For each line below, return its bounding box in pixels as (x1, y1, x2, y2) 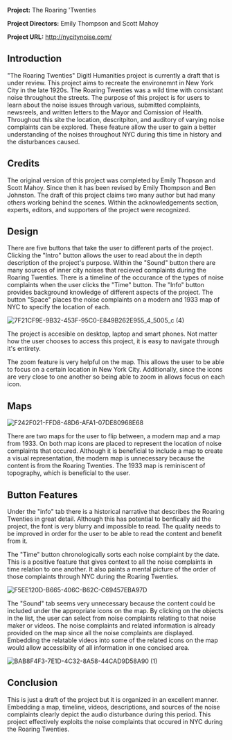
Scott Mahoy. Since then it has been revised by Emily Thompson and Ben (7, 183, 216, 191)
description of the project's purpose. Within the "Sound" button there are (7, 259, 216, 267)
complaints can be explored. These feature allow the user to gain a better (7, 123, 217, 131)
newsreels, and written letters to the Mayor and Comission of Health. (7, 107, 204, 117)
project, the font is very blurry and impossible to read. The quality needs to (7, 522, 221, 531)
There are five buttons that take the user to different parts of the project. (7, 244, 213, 252)
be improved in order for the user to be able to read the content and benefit (7, 530, 222, 538)
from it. (7, 537, 28, 545)
